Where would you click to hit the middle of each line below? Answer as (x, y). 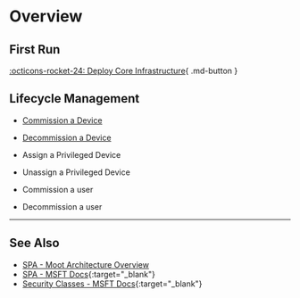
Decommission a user (62, 206)
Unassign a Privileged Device (76, 172)
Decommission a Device (67, 137)
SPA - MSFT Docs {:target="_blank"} (89, 274)
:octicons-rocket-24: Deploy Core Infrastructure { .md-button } (124, 70)
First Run (35, 50)
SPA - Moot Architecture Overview (86, 264)
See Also (34, 243)
